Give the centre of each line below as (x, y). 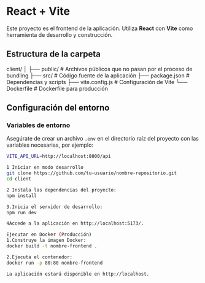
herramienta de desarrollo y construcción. (60, 34)
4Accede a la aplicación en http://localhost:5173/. (75, 223)
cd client (19, 179)
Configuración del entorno (58, 108)
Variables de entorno (38, 125)
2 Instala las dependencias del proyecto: (61, 190)
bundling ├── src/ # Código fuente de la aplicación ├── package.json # (98, 76)
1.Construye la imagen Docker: (46, 241)
